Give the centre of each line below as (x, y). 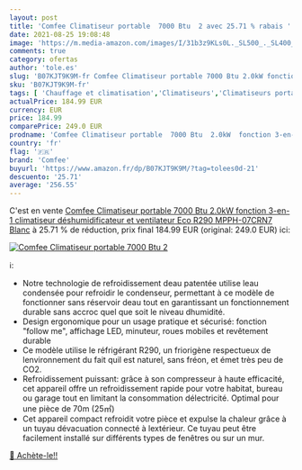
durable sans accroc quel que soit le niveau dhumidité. (124, 312)
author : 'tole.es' (44, 68)
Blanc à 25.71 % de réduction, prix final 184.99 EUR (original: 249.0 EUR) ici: (150, 230)
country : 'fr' (36, 143)
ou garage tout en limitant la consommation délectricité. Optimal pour (151, 398)
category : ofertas (44, 59)
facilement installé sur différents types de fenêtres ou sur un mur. (143, 438)
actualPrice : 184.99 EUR (56, 101)
